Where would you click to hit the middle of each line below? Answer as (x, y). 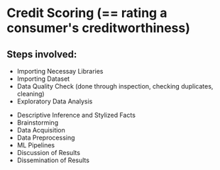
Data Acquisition (41, 130)
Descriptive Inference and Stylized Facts (76, 115)
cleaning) (31, 94)
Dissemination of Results (53, 160)
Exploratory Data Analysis (55, 101)
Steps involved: (42, 54)
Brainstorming (37, 123)
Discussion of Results (49, 153)
